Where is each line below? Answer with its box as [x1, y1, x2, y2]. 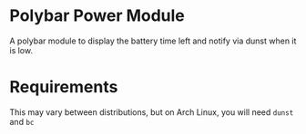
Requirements [9, 77, 118, 98]
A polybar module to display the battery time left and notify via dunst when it [9, 35, 297, 46]
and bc [9, 116, 35, 127]
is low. [9, 44, 34, 55]
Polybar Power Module [9, 5, 185, 26]
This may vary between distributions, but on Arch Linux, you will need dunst [9, 106, 294, 118]
